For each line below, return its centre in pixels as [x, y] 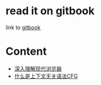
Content [26, 51]
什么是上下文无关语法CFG [46, 76]
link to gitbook [23, 27]
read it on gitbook [50, 11]
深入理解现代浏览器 [38, 68]
